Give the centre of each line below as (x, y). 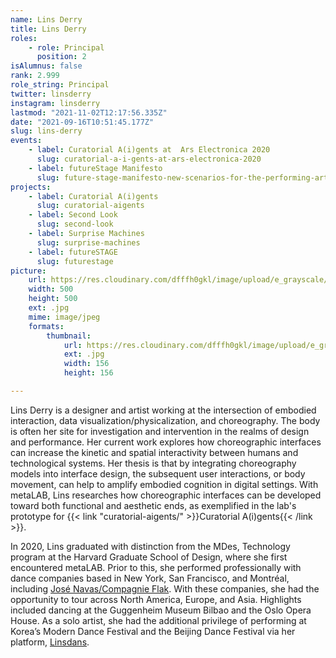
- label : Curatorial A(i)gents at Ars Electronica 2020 (149, 150)
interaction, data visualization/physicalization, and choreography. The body (165, 420)
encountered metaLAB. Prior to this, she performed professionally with (156, 567)
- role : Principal (66, 47)
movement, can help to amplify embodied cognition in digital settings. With (164, 484)
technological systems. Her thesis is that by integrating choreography (153, 463)
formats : (46, 326)
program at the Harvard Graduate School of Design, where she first (149, 557)
